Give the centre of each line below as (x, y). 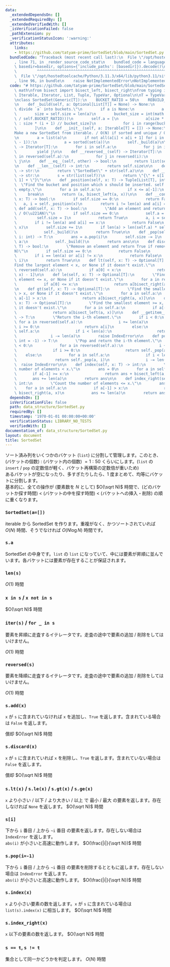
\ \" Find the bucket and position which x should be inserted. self (89, 185)
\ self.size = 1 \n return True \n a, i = (87, 218)
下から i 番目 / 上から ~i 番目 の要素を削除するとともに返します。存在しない (84, 867)
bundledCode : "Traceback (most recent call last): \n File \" (77, 57)
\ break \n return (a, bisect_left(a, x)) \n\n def (83, 194)
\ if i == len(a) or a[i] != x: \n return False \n (88, 256)
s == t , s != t (23, 948)
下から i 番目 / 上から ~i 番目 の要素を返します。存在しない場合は (73, 830)
